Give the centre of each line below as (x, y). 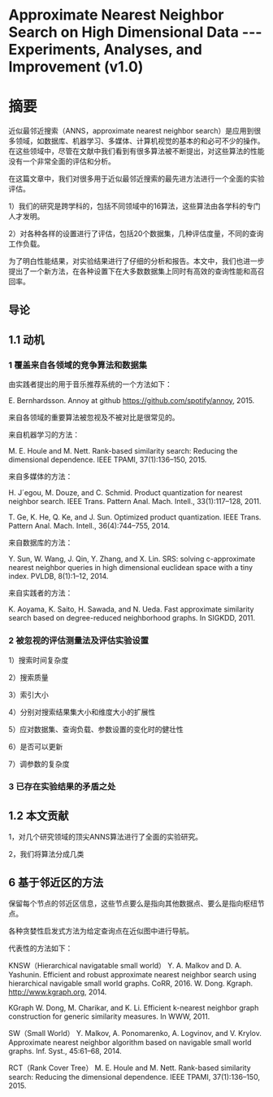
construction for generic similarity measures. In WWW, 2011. (109, 1016)
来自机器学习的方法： (44, 435)
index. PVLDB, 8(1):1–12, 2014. (58, 577)
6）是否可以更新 (36, 746)
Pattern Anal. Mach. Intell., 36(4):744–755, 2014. (89, 526)
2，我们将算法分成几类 (46, 854)
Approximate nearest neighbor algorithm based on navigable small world (130, 1042)
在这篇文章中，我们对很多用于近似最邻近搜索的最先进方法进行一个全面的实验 (136, 179)
